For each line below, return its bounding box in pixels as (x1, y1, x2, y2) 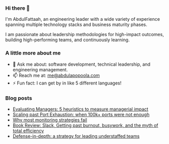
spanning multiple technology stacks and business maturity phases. (5, 21, 148, 27)
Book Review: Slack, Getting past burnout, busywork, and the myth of (12, 122, 158, 128)
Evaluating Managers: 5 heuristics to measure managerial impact (12, 106, 149, 112)
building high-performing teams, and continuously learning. (5, 37, 130, 43)
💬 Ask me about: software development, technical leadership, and (12, 61, 151, 67)
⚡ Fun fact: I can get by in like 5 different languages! (12, 80, 122, 86)
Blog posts (5, 94, 32, 101)
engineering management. (12, 66, 68, 73)
